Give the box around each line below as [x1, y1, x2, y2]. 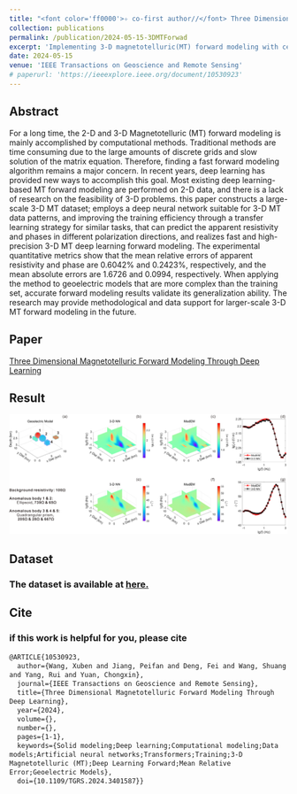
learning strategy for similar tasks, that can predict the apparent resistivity [9, 221, 278, 232]
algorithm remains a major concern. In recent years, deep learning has [9, 165, 265, 176]
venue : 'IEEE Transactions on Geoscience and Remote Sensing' [9, 61, 243, 70]
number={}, [17, 724, 57, 733]
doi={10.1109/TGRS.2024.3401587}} [17, 777, 144, 786]
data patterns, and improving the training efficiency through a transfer [9, 212, 263, 223]
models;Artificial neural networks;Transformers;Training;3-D [9, 751, 243, 759]
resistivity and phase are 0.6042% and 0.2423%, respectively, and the [9, 259, 267, 270]
